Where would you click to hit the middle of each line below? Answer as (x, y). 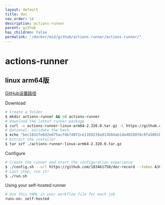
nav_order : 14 (20, 19)
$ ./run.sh (16, 176)
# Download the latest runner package (45, 121)
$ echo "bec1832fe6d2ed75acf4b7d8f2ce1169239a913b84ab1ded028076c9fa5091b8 (84, 135)
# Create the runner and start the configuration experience (69, 162)
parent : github (21, 28)
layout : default (22, 10)
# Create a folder (24, 112)
